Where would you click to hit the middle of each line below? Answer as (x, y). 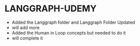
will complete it (27, 38)
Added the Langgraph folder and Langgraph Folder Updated (73, 22)
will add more (26, 27)
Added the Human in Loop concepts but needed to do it (69, 33)
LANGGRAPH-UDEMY (51, 9)
